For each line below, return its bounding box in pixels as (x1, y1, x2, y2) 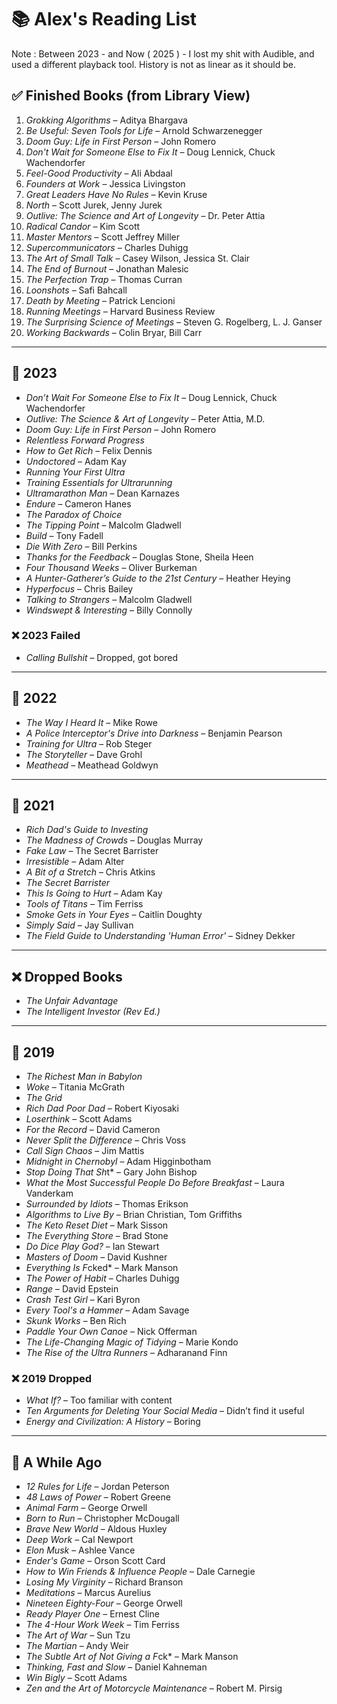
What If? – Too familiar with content (25, 1394, 173, 1406)
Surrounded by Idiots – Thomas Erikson (25, 1198, 189, 1210)
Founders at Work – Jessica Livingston (25, 177, 186, 190)
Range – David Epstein (25, 1283, 119, 1295)
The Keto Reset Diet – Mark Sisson (25, 1219, 169, 1231)
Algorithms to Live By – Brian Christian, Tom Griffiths (25, 1209, 243, 1221)
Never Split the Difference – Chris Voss (25, 1134, 186, 1146)
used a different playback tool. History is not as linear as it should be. (11, 58, 296, 70)
